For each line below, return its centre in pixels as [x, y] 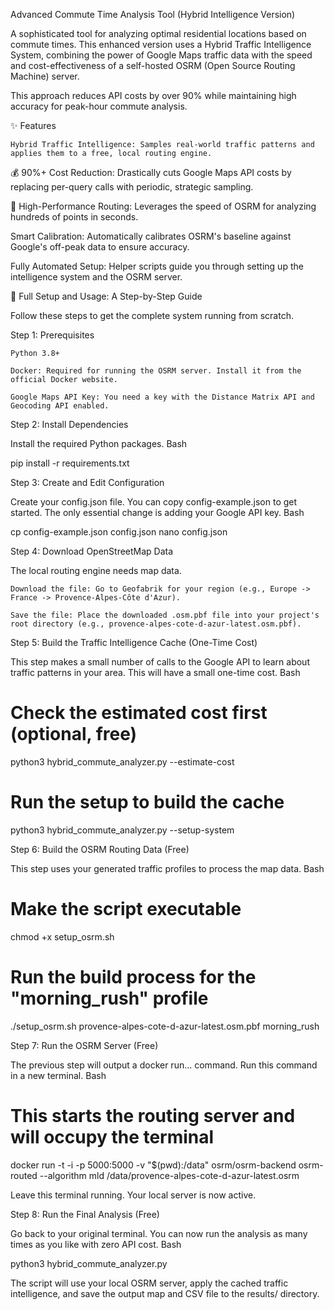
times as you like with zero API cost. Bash [96, 1244]
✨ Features [33, 125]
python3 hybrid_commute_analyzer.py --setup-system [122, 830]
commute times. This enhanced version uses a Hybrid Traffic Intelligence [161, 44]
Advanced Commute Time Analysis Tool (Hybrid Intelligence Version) [153, 14]
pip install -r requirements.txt [70, 463]
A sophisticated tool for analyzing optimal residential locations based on [158, 33]
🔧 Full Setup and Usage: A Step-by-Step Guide [106, 296]
